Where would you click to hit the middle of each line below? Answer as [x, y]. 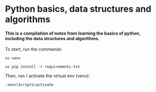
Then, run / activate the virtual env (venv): [48, 76]
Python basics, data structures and [78, 9]
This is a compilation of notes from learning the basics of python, [73, 33]
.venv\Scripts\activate [29, 85]
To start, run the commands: [34, 49]
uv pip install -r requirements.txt [42, 67]
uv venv [13, 58]
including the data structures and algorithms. [52, 38]
